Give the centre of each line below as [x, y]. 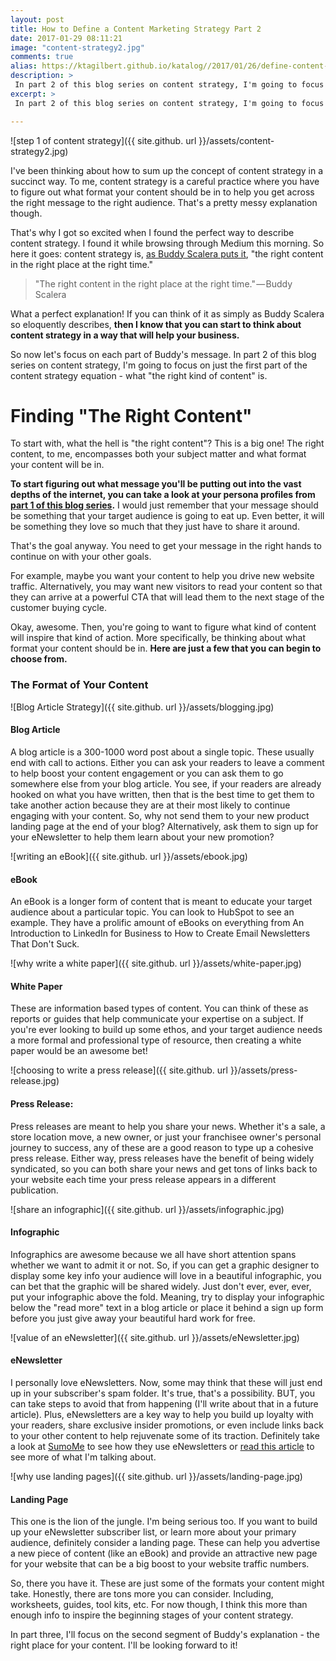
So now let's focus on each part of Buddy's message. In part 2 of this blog [163, 354]
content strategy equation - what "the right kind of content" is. [139, 375]
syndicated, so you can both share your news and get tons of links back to [164, 1168]
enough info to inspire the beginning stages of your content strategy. [152, 1615]
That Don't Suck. [45, 944]
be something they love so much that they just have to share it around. [155, 527]
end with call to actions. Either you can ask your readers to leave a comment [167, 762]
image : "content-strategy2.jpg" [77, 47]
